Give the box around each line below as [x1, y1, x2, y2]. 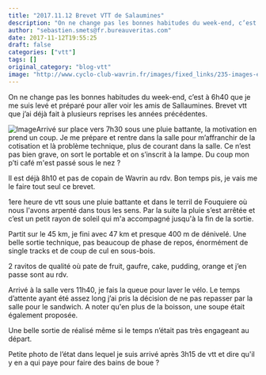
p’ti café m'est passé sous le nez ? [8, 157, 121, 167]
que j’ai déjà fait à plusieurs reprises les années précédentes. [8, 108, 208, 119]
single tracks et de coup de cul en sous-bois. [8, 246, 156, 256]
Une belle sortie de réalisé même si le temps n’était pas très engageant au [8, 325, 249, 335]
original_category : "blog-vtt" [8, 63, 112, 71]
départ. [8, 334, 32, 343]
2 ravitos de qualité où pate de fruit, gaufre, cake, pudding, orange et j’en [8, 261, 247, 271]
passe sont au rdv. [8, 270, 69, 279]
